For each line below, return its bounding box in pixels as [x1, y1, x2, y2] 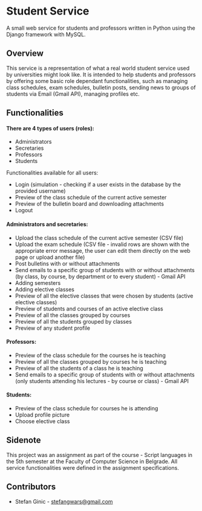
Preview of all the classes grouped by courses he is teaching [15, 358, 167, 365]
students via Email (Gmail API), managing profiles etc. [6, 90, 140, 98]
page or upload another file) [15, 253, 85, 261]
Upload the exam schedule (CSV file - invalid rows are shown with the [15, 241, 189, 248]
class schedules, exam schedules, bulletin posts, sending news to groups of [6, 84, 196, 91]
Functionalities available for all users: [6, 169, 99, 176]
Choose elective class [15, 417, 70, 425]
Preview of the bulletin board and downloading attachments [15, 200, 165, 207]
